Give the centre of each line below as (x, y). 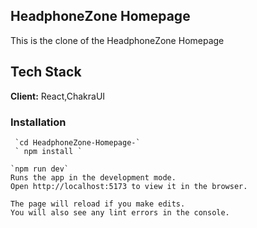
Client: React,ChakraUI (58, 96)
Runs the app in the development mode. (93, 177)
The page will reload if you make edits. (98, 204)
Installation (38, 122)
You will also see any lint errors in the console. (120, 212)
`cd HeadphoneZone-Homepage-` (77, 142)
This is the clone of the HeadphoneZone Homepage (117, 40)
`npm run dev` (40, 169)
